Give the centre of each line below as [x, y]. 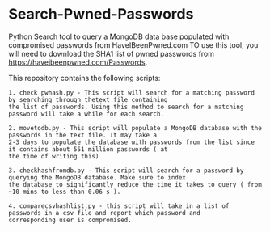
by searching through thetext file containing [88, 99]
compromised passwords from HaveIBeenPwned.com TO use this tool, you [133, 44]
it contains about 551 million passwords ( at [88, 149]
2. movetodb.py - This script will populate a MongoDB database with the [135, 128]
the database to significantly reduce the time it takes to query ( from [135, 184]
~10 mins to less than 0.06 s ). [65, 192]
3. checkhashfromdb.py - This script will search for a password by [126, 171]
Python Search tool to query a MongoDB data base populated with [119, 36]
